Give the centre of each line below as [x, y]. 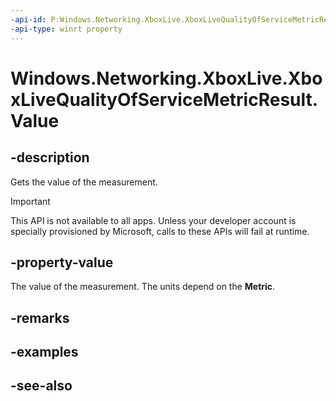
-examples [44, 352]
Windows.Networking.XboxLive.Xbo [166, 78]
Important [30, 201]
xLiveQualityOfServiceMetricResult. [164, 99]
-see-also [41, 386]
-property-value [62, 262]
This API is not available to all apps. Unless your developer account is [153, 220]
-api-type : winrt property [66, 29]
